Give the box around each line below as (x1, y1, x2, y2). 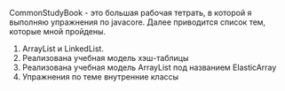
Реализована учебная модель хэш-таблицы (21, 53, 189, 63)
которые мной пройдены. (9, 27, 107, 36)
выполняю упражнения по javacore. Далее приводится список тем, (9, 17, 266, 27)
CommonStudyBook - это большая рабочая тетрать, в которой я (9, 8, 252, 18)
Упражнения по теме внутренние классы (21, 72, 179, 82)
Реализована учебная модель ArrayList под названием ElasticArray (21, 62, 277, 72)
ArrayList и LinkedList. (21, 43, 105, 54)
